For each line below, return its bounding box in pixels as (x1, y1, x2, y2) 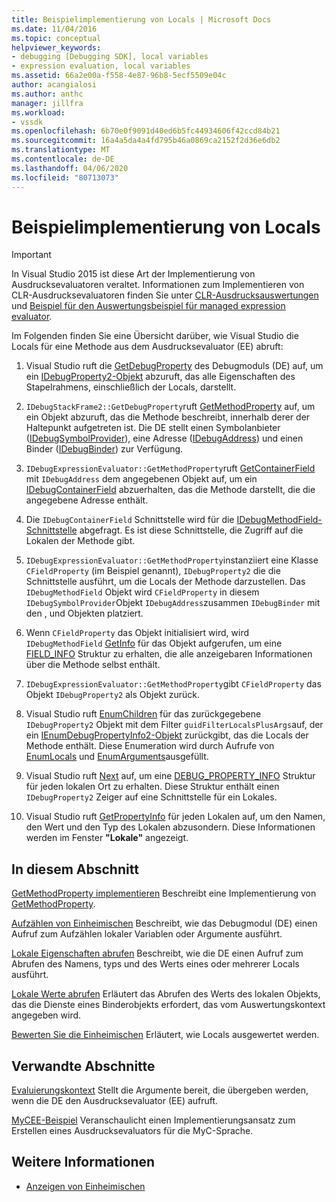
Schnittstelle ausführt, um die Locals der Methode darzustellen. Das (25, 576, 306, 588)
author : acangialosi (11, 80, 98, 90)
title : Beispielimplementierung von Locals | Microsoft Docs (11, 14, 272, 25)
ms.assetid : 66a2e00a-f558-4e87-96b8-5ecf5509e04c (11, 71, 227, 81)
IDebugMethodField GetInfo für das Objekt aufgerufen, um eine (25, 637, 283, 650)
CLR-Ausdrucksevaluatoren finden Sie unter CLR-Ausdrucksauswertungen (11, 289, 319, 301)
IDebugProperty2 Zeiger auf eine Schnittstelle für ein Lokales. (25, 791, 278, 803)
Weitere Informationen (11, 1154, 156, 1171)
